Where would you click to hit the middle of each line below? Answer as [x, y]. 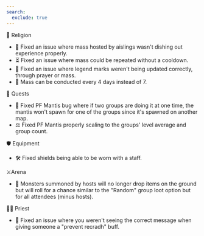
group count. [31, 131]
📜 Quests [18, 93]
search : [16, 12]
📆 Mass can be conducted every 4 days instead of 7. [81, 82]
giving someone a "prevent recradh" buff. [67, 226]
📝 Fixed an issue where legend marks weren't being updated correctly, [104, 69]
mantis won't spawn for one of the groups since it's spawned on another [106, 112]
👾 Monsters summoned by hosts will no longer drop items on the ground [106, 184]
